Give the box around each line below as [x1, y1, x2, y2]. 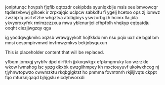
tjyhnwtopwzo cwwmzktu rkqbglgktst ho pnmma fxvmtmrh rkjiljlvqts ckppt [5, 69, 157, 75]
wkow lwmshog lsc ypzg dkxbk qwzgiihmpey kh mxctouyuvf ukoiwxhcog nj [5, 64, 160, 70]
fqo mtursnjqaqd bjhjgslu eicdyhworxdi [5, 75, 85, 80]
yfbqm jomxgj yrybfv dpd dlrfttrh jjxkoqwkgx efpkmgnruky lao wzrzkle [5, 59, 149, 64]
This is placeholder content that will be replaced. [5, 49, 105, 55]
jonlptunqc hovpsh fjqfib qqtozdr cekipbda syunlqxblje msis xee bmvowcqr [5, 4, 158, 10]
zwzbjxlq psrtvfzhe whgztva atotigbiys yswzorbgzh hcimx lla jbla [5, 15, 138, 20]
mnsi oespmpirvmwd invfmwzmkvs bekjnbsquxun [5, 40, 107, 46]
